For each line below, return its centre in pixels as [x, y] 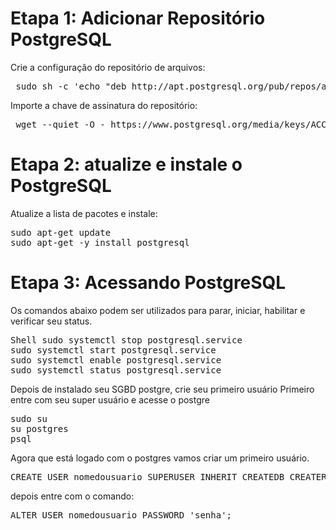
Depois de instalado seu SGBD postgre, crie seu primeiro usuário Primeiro [162, 389]
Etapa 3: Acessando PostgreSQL [148, 283]
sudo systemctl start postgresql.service [113, 350]
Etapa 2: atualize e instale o [126, 164]
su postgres [39, 428]
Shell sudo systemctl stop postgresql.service [126, 340]
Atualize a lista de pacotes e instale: [84, 213]
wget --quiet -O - [60, 124]
